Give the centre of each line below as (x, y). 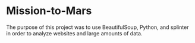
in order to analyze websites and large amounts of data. (74, 33)
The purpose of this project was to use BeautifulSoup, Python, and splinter (97, 27)
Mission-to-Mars (49, 11)
